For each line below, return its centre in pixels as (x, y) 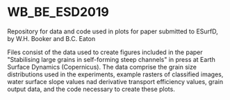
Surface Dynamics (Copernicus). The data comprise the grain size (102, 67)
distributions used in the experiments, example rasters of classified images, (115, 74)
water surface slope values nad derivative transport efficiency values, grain (115, 81)
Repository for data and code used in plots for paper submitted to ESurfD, (113, 31)
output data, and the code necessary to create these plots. (91, 89)
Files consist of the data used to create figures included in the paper (105, 52)
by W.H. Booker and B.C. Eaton (51, 38)
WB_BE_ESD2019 (58, 12)
